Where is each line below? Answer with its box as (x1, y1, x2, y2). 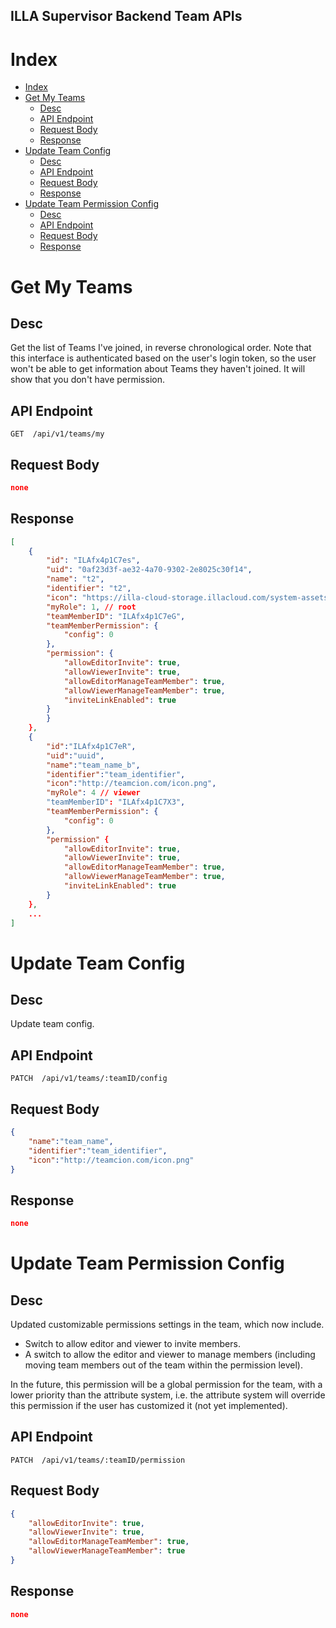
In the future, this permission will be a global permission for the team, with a (10, 1379, 323, 1391)
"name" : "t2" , (46, 574, 105, 584)
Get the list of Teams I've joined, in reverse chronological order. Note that (10, 342, 312, 354)
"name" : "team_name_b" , (46, 760, 141, 770)
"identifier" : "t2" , (46, 584, 132, 594)
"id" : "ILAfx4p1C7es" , (46, 555, 141, 566)
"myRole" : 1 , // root (46, 602, 137, 612)
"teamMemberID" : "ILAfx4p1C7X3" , (46, 797, 186, 808)
